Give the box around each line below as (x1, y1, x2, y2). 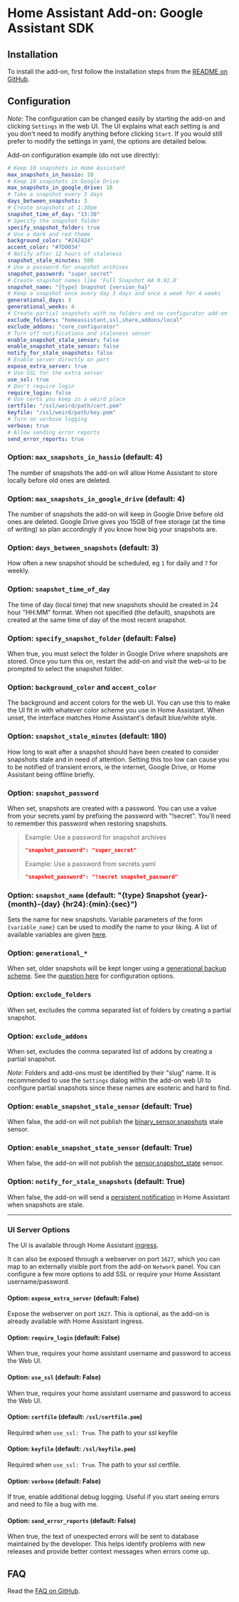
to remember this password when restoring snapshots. (7, 819, 168, 828)
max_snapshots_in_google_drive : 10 (7, 184, 113, 191)
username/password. (7, 1278, 70, 1286)
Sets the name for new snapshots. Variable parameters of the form (7, 915, 203, 924)
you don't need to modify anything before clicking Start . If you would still (7, 129, 223, 138)
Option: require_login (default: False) (7, 1333, 121, 1342)
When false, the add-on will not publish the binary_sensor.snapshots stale (7, 1118, 223, 1126)
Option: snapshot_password (7, 788, 100, 798)
